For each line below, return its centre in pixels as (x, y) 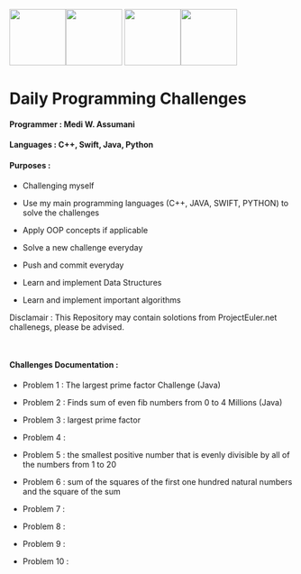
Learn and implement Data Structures (92, 282)
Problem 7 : (44, 508)
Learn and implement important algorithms (102, 300)
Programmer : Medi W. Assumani (72, 124)
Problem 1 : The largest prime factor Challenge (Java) (121, 385)
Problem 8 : (44, 526)
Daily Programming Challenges (128, 99)
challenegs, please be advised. (67, 327)
